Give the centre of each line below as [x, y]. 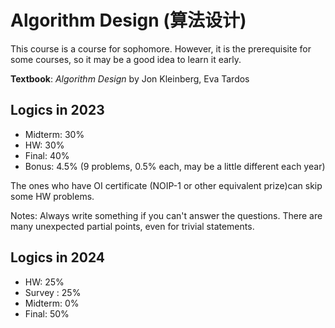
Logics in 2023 [57, 110]
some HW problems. [52, 196]
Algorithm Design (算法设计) [128, 20]
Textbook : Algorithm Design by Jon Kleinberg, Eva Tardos [130, 78]
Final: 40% [47, 155]
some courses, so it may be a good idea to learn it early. [126, 59]
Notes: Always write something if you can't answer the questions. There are [166, 215]
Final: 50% [47, 313]
